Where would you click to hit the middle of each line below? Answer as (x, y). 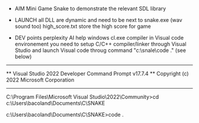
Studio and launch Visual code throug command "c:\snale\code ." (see (100, 50)
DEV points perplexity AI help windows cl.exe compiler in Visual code (99, 38)
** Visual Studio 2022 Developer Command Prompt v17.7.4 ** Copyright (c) (97, 74)
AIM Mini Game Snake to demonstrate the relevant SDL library (90, 9)
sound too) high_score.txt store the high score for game (83, 26)
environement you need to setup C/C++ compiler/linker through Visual (100, 44)
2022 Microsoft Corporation (40, 80)
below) (23, 56)
